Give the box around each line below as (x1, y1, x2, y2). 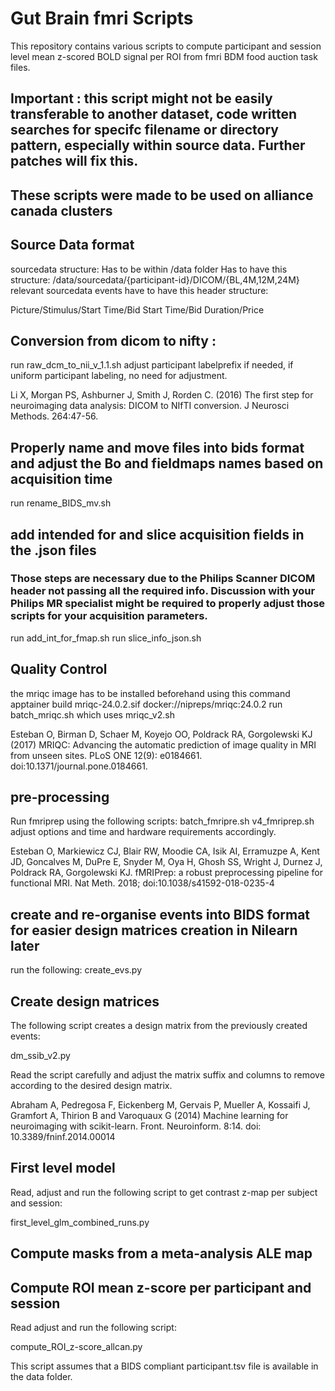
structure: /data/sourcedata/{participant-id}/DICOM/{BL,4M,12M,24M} (10, 273, 300, 286)
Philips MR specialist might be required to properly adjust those (10, 597, 326, 611)
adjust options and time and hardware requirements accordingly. (10, 826, 277, 838)
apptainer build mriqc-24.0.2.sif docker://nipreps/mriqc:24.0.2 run (10, 698, 283, 710)
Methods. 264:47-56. (10, 410, 99, 422)
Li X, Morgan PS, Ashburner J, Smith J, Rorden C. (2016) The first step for (10, 389, 314, 401)
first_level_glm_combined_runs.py (10, 1216, 150, 1228)
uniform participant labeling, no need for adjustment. (10, 370, 228, 382)
